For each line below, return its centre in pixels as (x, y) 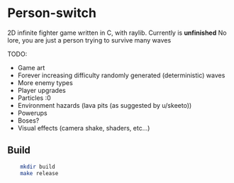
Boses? (28, 120)
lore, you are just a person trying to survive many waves (89, 40)
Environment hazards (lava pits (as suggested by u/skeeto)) (105, 105)
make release (39, 173)
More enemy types (45, 82)
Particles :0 (34, 98)
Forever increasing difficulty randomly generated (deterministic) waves (121, 75)
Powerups (32, 113)
